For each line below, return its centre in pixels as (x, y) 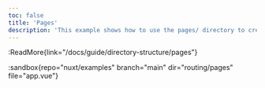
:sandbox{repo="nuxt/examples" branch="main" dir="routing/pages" (121, 68)
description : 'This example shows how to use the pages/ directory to (127, 30)
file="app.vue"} (34, 76)
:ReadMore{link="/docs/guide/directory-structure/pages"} (103, 53)
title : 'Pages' (33, 23)
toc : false (26, 15)
